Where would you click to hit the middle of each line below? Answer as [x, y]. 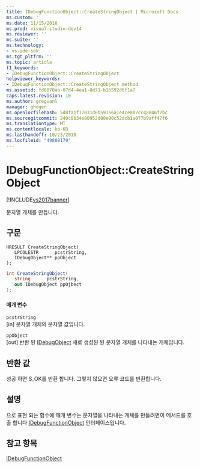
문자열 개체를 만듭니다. [33, 212]
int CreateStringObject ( [37, 273]
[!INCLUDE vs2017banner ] [38, 200]
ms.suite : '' [23, 40]
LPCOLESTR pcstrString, [50, 252]
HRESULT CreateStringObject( [43, 247]
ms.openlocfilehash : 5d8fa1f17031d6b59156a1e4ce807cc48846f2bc [87, 112]
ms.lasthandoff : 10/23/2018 [41, 135]
